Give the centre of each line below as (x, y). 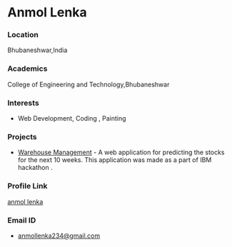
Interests (23, 103)
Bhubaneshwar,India (37, 50)
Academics (27, 69)
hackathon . (35, 168)
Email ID (22, 220)
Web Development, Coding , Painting (72, 119)
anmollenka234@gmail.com (59, 236)
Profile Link (27, 186)
